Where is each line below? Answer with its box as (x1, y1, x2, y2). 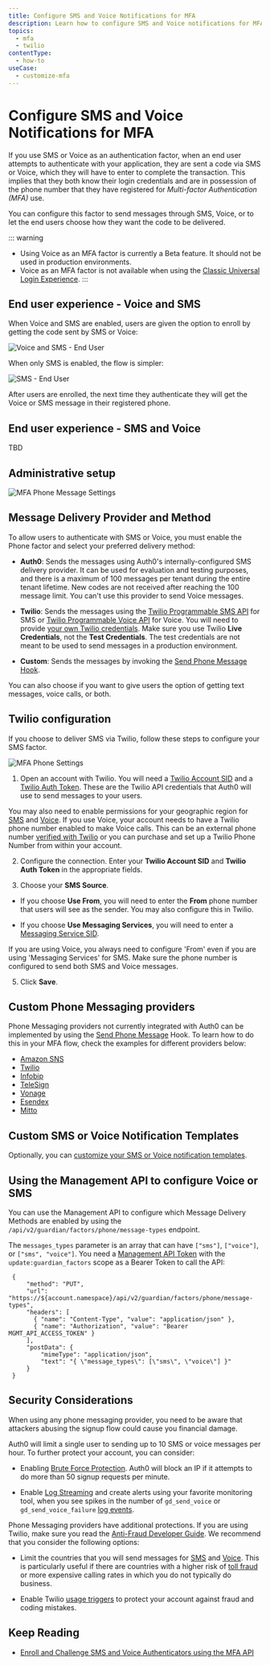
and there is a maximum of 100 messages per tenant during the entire (19, 574, 251, 583)
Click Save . (19, 976, 59, 987)
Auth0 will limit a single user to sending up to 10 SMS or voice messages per (8, 1439, 261, 1448)
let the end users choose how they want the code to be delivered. (8, 217, 226, 226)
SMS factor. (8, 742, 47, 752)
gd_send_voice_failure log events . (19, 1504, 135, 1514)
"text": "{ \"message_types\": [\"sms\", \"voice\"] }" (40, 1358, 231, 1366)
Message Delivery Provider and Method (8, 511, 211, 524)
